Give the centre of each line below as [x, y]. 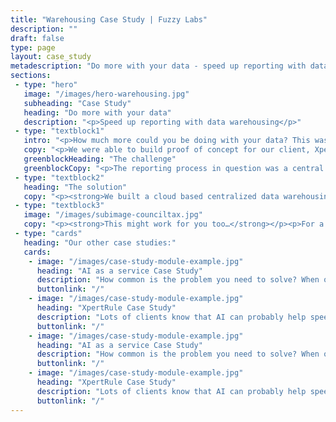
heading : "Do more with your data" [97, 112]
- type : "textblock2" [59, 177]
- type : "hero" [46, 85]
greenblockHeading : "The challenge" [100, 159]
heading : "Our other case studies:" [100, 242]
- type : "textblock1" [59, 131]
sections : [31, 76]
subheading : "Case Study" [77, 103]
